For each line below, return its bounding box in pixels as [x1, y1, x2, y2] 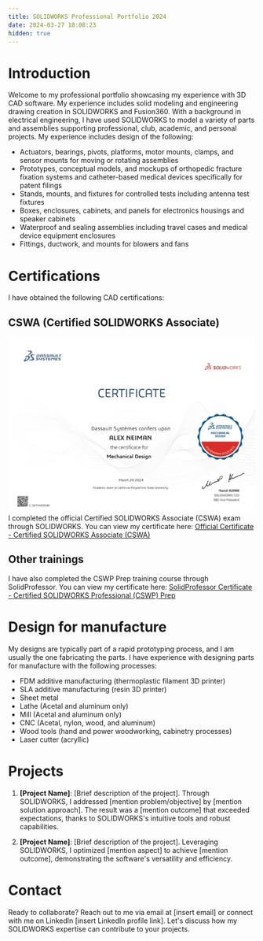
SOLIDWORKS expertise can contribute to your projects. [8, 924, 190, 933]
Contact [8, 881, 62, 899]
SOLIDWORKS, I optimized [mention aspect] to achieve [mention [19, 845, 228, 854]
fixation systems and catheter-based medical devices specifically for [19, 172, 243, 182]
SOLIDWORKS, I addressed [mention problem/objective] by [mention [19, 796, 242, 806]
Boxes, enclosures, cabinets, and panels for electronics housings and [19, 206, 245, 216]
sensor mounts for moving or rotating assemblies [19, 156, 179, 165]
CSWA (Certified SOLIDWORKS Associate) [8, 316, 220, 329]
